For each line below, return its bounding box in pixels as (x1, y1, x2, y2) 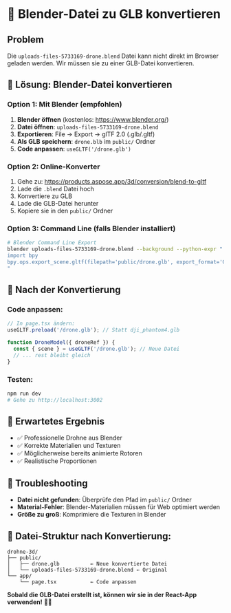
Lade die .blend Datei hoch (16, 184, 95, 193)
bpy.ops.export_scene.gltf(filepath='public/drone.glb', (7, 258, 174, 266)
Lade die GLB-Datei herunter (16, 199, 99, 207)
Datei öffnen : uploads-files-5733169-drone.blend (16, 122, 159, 131)
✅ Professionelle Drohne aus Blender (16, 433, 122, 442)
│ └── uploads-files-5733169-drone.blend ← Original (7, 567, 168, 574)
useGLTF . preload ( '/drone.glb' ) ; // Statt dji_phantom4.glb (7, 327, 180, 334)
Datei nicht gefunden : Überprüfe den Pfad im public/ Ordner (16, 495, 192, 504)
